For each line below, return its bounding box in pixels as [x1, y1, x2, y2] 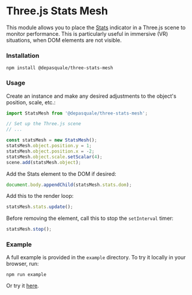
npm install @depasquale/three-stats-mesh [6, 65, 113, 71]
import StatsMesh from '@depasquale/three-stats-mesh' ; [6, 110, 148, 116]
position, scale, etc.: [6, 98, 55, 105]
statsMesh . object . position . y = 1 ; [6, 143, 92, 149]
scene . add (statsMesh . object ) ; [6, 159, 82, 165]
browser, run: [6, 260, 39, 268]
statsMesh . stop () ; [6, 226, 52, 232]
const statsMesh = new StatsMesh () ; [6, 137, 97, 144]
